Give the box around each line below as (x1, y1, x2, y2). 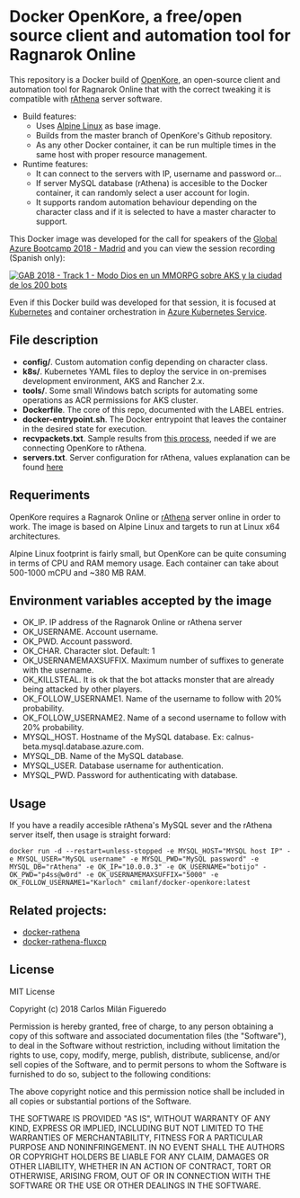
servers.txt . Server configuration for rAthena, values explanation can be (22, 451, 290, 462)
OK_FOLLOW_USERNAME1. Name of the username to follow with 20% (22, 693, 283, 704)
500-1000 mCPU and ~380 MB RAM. (9, 567, 146, 577)
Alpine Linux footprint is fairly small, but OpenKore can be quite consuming (9, 548, 287, 559)
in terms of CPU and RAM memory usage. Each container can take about (9, 558, 279, 568)
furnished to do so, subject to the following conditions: (9, 1068, 211, 1079)
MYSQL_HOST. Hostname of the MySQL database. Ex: (22, 731, 225, 743)
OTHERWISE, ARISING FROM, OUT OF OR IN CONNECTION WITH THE (9, 1170, 271, 1181)
